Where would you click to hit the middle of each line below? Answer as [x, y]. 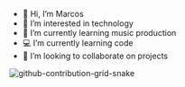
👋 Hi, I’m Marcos [53, 14]
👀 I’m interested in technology [78, 23]
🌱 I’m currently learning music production [99, 33]
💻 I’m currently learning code [78, 43]
